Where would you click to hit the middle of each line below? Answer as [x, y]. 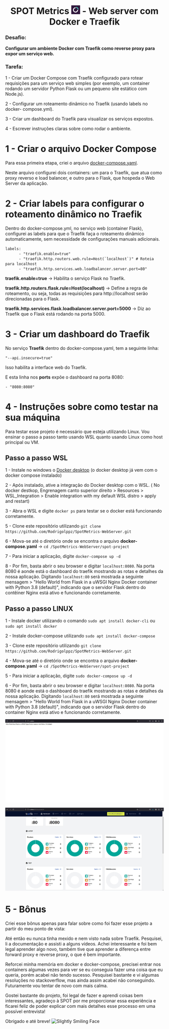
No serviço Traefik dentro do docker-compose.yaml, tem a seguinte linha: [82, 348]
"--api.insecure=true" [29, 358]
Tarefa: [14, 67]
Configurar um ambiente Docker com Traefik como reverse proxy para [80, 48]
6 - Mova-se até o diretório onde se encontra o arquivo [62, 541]
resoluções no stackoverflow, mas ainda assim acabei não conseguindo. [80, 980]
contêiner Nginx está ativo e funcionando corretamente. [63, 593]
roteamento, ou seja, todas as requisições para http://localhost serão [77, 293]
